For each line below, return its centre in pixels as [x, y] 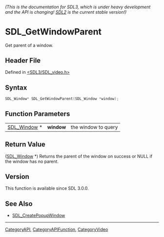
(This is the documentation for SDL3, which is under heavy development [78, 7]
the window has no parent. [32, 161]
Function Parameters [38, 114]
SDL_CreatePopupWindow [39, 216]
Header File [23, 60]
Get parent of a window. [29, 45]
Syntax [16, 88]
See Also [19, 204]
